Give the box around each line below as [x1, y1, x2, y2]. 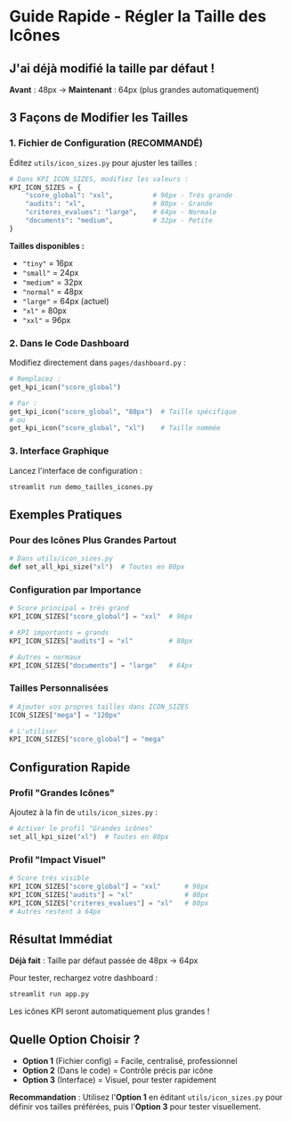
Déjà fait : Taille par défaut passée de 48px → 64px [9, 955, 199, 966]
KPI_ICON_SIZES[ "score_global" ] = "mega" [9, 735, 166, 744]
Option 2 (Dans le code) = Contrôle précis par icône [21, 1065, 214, 1075]
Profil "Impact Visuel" [9, 853, 107, 866]
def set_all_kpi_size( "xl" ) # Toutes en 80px [9, 562, 185, 572]
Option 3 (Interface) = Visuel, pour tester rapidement [21, 1074, 216, 1085]
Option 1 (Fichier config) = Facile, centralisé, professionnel [21, 1055, 238, 1066]
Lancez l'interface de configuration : [9, 465, 142, 476]
